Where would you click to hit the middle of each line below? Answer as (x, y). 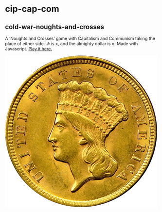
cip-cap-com (32, 9)
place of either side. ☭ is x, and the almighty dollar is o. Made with (72, 44)
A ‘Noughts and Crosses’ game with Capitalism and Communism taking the (80, 38)
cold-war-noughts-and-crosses (55, 27)
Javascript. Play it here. (29, 49)
